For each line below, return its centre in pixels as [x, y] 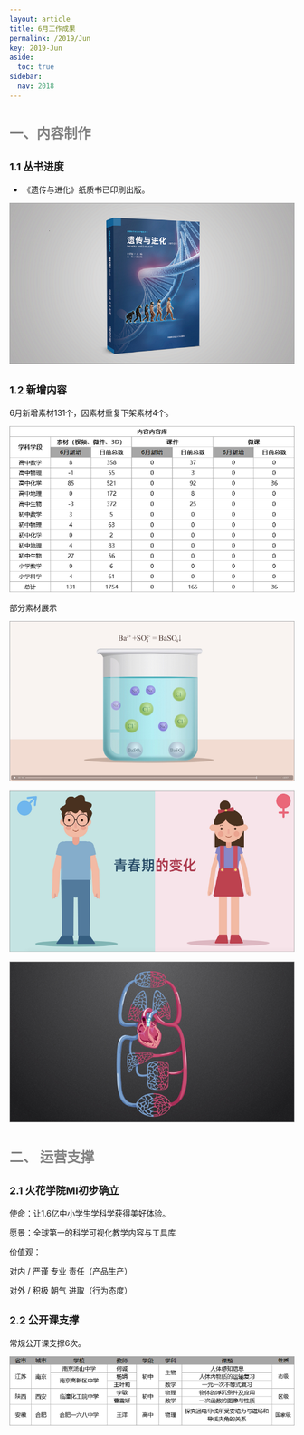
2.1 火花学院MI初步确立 [64, 1191]
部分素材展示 [33, 607]
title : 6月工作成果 [43, 29]
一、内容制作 [50, 133]
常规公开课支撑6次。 [47, 1343]
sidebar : [26, 77]
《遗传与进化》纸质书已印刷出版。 [86, 189]
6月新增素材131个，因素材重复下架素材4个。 [91, 412]
